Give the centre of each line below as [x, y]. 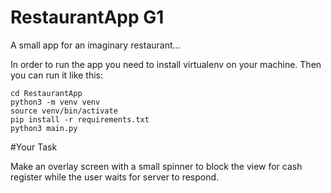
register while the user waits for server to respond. [115, 177]
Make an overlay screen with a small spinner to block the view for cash [156, 166]
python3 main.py [44, 128]
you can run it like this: [56, 75]
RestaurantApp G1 [87, 17]
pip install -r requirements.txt [80, 119]
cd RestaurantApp [46, 93]
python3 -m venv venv [55, 102]
